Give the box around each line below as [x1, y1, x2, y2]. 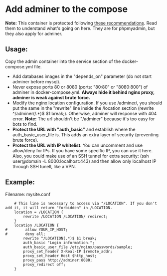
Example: [5, 178, 35, 187]
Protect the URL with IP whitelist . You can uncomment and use [12, 142, 143, 148]
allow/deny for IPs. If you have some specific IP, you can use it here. [12, 147, 153, 153]
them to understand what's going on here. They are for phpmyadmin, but [5, 25, 155, 31]
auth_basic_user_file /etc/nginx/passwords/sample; [23, 245, 133, 250]
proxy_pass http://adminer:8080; [23, 258, 93, 263]
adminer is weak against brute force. [12, 94, 91, 100]
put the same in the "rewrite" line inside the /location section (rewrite [12, 105, 154, 111]
